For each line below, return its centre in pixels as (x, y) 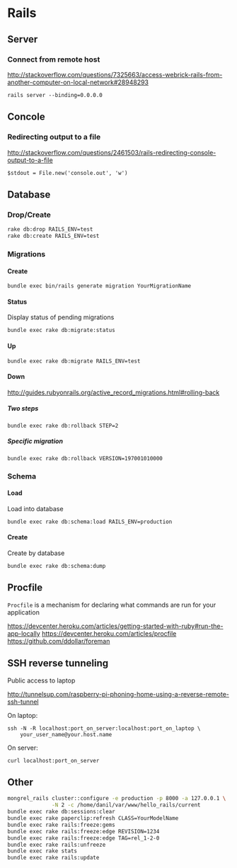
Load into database (35, 508)
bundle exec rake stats (42, 851)
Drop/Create (29, 215)
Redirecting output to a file (54, 137)
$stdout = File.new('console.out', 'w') (68, 173)
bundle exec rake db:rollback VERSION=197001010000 (85, 458)
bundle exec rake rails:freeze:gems (61, 825)
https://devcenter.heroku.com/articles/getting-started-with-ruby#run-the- (115, 626)
